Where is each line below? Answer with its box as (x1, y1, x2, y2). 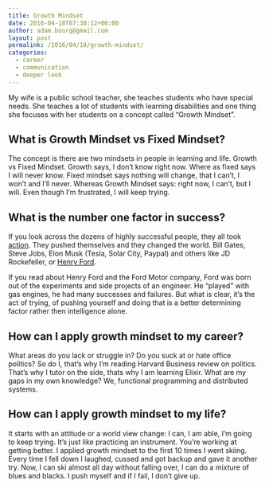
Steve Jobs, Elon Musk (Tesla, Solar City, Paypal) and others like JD (8, 248, 231, 259)
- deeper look (15, 71, 62, 79)
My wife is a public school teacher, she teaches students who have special (8, 92, 253, 102)
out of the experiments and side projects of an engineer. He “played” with (8, 281, 249, 291)
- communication (15, 64, 69, 72)
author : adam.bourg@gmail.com (8, 26, 109, 34)
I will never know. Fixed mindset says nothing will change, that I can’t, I (8, 170, 240, 180)
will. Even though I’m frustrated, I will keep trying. (8, 188, 170, 197)
